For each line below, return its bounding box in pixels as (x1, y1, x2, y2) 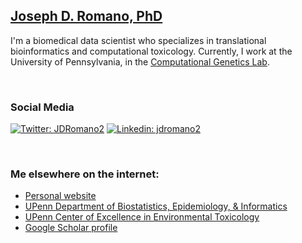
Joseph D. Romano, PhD (10, 8, 163, 25)
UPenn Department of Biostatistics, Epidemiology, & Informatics (24, 200, 288, 213)
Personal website (24, 190, 97, 202)
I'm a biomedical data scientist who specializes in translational (10, 34, 267, 46)
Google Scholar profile (24, 222, 118, 234)
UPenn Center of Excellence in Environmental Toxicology (24, 211, 260, 223)
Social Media (10, 100, 75, 114)
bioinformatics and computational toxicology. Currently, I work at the (10, 45, 293, 57)
